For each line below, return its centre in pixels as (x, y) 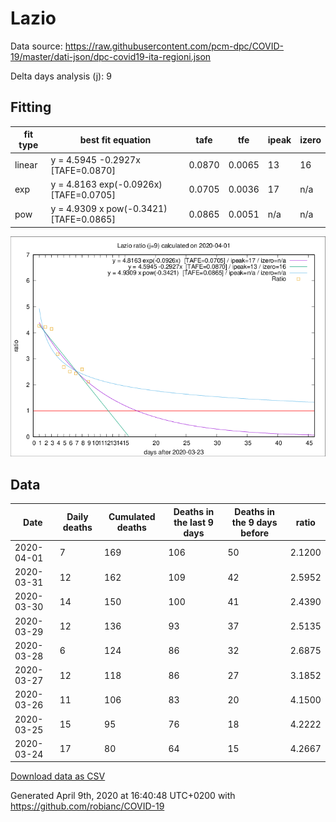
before (254, 533)
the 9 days (254, 522)
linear (26, 165)
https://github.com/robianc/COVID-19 (87, 806)
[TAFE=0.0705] (83, 194)
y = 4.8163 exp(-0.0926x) (106, 184)
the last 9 (193, 522)
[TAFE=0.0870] (83, 170)
